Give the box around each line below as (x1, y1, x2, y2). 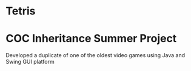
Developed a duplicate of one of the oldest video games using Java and (5, 52, 186, 59)
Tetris (5, 4, 36, 18)
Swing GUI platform (5, 58, 55, 66)
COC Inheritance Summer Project (5, 32, 177, 46)
